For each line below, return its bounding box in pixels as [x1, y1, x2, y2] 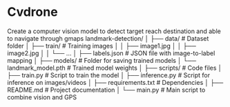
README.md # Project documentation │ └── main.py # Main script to [7, 86, 206, 94]
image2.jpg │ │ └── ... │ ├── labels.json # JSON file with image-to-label [7, 49, 215, 57]
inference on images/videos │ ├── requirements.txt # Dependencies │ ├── [7, 78, 224, 86]
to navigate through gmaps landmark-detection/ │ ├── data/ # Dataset [7, 34, 209, 42]
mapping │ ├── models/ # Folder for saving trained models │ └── [7, 56, 197, 64]
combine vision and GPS [7, 93, 77, 101]
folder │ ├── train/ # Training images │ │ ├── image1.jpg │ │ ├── [7, 41, 197, 50]
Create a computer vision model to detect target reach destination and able [7, 27, 221, 35]
